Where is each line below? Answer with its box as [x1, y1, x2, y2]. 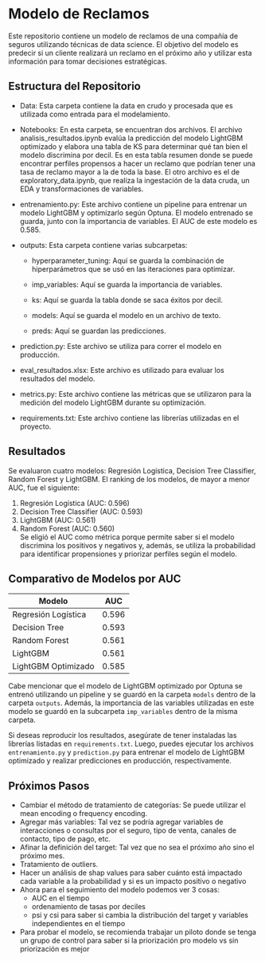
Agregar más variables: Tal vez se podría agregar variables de [19, 818, 224, 827]
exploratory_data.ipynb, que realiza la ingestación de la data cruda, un [19, 175, 250, 185]
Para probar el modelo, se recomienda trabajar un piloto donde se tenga [19, 928, 257, 937]
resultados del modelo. [19, 374, 95, 383]
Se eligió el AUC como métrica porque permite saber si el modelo [19, 531, 235, 542]
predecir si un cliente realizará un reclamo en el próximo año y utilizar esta [8, 48, 252, 57]
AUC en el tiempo [31, 893, 90, 903]
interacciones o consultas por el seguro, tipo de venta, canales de [19, 826, 237, 835]
